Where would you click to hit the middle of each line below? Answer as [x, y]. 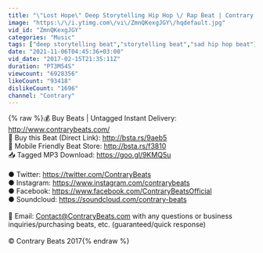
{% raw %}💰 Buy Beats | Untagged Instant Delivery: [93, 118]
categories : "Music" [42, 37]
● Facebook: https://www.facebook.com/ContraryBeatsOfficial [110, 191]
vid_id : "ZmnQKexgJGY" [45, 30]
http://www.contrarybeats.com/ [59, 129]
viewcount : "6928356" [43, 74]
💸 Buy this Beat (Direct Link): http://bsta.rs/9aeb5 [88, 138]
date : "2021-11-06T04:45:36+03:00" [66, 52]
